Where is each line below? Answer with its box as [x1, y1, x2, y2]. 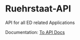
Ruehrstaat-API [5, 3, 71, 14]
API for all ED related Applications [5, 19, 75, 25]
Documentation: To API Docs [5, 29, 65, 35]
